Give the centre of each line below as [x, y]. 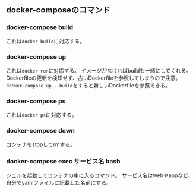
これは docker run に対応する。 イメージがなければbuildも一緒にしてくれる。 [99, 70]
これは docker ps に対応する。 [42, 115]
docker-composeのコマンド [59, 10]
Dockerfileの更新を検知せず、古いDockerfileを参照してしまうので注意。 [94, 78]
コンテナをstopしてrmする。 [41, 144]
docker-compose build [39, 27]
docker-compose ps [36, 101]
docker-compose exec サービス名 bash [63, 161]
